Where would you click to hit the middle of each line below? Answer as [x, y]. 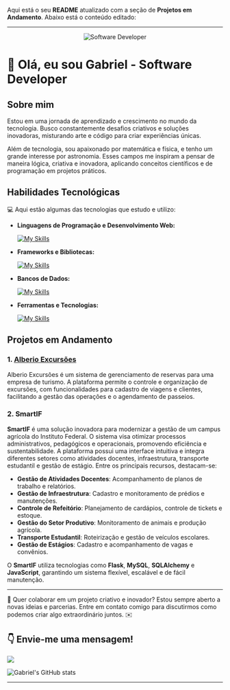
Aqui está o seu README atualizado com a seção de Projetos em [100, 10]
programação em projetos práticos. [57, 171]
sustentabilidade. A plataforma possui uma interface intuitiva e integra [106, 451]
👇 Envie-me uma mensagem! [70, 640]
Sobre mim [31, 105]
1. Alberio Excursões [42, 360]
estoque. [29, 515]
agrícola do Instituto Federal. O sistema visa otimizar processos [97, 436]
